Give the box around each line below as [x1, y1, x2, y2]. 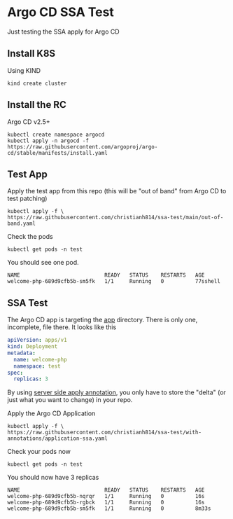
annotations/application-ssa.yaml [7, 435, 108, 442]
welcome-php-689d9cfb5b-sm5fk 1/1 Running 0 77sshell [7, 278, 220, 285]
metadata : [7, 350, 36, 357]
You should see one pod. [7, 258, 79, 267]
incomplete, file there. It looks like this [7, 323, 117, 331]
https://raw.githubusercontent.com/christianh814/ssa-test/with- [7, 429, 202, 436]
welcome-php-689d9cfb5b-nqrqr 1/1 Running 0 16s [7, 493, 205, 500]
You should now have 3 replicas [7, 473, 99, 482]
